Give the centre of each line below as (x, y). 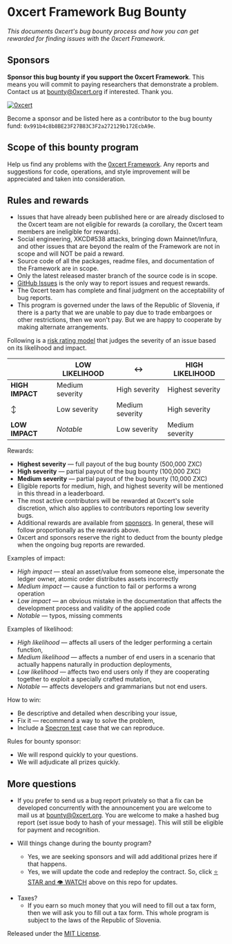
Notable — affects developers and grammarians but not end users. (112, 687)
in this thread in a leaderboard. (61, 493)
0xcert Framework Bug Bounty (97, 12)
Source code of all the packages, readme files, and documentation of (116, 261)
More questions (42, 784)
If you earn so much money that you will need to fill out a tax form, (122, 905)
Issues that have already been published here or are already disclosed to (120, 217)
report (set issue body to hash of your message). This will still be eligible (120, 822)
